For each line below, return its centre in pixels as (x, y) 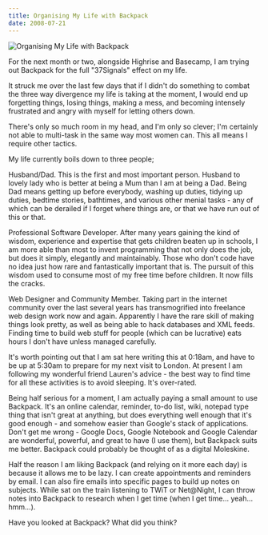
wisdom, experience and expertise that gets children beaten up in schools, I (133, 241)
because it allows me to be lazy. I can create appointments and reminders (130, 473)
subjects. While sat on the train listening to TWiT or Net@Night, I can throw (132, 489)
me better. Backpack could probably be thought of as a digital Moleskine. (129, 449)
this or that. (27, 217)
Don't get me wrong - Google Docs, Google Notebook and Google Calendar (133, 432)
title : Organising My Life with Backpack (78, 16)
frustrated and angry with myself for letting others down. (102, 111)
